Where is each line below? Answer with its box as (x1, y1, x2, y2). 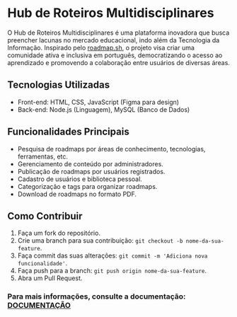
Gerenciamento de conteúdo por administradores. (17, 159, 164, 168)
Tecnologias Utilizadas (7, 79, 110, 91)
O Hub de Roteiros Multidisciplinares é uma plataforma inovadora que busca (7, 28, 230, 37)
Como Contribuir (7, 210, 83, 222)
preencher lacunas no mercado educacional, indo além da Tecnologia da (7, 35, 220, 44)
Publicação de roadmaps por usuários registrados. (17, 167, 166, 175)
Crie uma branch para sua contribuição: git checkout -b (17, 236, 183, 245)
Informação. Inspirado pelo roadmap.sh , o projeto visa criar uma (7, 43, 195, 52)
